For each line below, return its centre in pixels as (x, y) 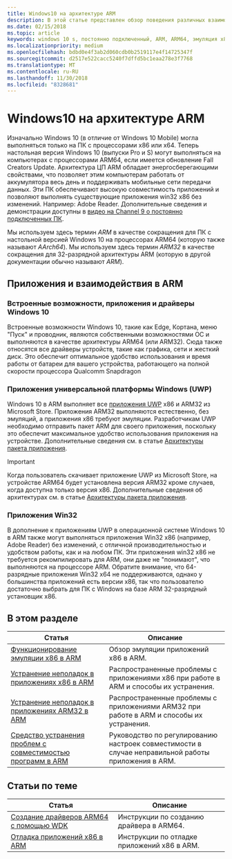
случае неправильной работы (159, 752)
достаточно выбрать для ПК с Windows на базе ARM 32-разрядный (107, 589)
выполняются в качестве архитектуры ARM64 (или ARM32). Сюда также (115, 342)
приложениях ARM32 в (49, 711)
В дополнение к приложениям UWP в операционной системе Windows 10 (116, 530)
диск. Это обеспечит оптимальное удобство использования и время (109, 356)
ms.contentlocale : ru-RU (43, 71)
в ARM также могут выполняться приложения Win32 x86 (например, (109, 538)
